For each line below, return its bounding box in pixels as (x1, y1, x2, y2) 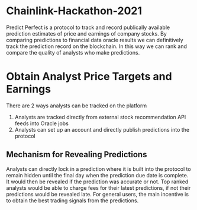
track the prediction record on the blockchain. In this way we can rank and (6, 43, 188, 50)
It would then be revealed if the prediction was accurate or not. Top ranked (6, 178, 189, 185)
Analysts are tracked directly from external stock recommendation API (14, 113, 186, 120)
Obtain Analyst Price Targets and (6, 70, 173, 84)
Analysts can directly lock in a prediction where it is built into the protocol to (6, 165, 191, 173)
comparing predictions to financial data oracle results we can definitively (6, 36, 183, 43)
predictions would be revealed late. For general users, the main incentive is (6, 190, 189, 198)
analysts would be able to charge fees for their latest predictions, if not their (6, 184, 191, 191)
